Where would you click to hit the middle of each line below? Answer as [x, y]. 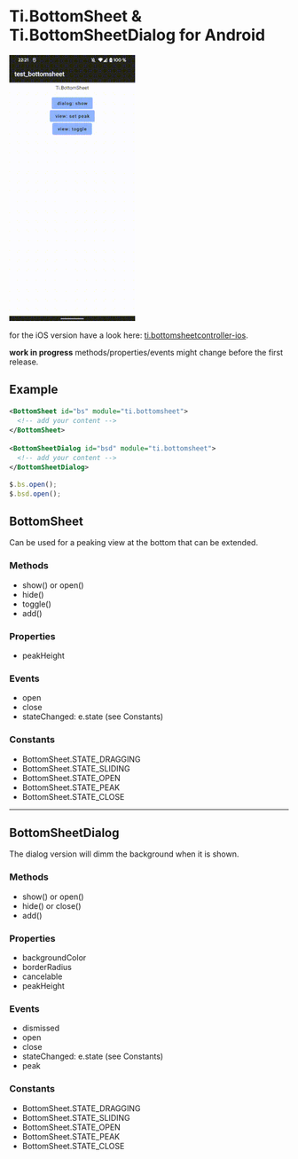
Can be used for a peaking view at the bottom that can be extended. [134, 543]
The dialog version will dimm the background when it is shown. [124, 854]
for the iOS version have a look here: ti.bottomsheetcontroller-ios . [129, 335]
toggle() [36, 604]
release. [24, 362]
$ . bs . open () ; [33, 484]
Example [34, 390]
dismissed [41, 1028]
